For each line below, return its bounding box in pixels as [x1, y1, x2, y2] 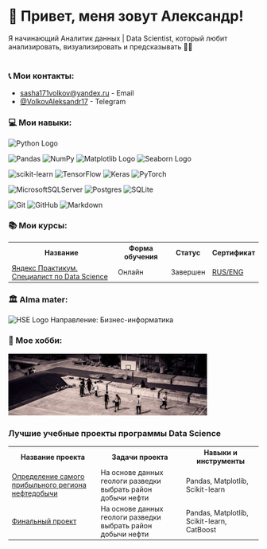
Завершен [170, 267, 206, 277]
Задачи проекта [111, 452, 168, 461]
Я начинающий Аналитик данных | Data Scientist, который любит [8, 33, 228, 43]
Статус [176, 247, 201, 257]
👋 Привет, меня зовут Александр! [8, 7, 244, 25]
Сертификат [211, 247, 256, 257]
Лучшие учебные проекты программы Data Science [8, 427, 221, 438]
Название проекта [20, 452, 86, 461]
